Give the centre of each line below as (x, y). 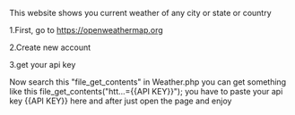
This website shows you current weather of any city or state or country (140, 13)
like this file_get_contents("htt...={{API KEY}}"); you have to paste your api (146, 91)
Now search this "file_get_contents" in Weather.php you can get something (148, 82)
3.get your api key (43, 65)
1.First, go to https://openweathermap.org (86, 30)
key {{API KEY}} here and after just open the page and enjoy (121, 101)
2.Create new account (50, 47)
